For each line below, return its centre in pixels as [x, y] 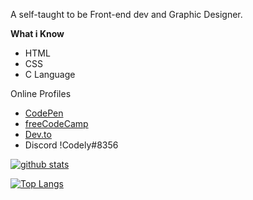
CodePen [44, 113]
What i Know [37, 33]
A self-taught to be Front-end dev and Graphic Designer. [126, 14]
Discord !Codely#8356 [71, 145]
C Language [50, 74]
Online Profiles [41, 93]
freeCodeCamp [56, 123]
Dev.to [38, 134]
